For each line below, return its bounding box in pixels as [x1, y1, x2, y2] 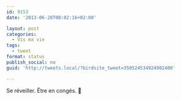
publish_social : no [6, 59, 56, 65]
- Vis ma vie [12, 37, 45, 43]
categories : [6, 31, 37, 37]
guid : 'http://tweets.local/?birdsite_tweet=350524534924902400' [6, 65, 176, 71]
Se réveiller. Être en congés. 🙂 [6, 87, 82, 94]
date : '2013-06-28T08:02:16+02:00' [6, 15, 97, 21]
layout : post [6, 25, 40, 32]
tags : [6, 42, 20, 48]
